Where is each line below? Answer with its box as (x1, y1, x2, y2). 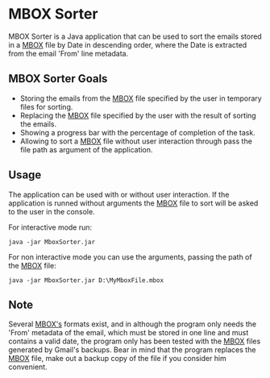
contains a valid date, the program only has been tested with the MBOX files (8, 336, 261, 347)
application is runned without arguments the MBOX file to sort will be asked (8, 198, 259, 208)
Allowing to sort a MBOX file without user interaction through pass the (19, 136, 252, 146)
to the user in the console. (8, 206, 95, 216)
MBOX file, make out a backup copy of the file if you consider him (8, 354, 227, 363)
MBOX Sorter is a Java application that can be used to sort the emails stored (8, 31, 262, 41)
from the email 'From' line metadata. (8, 48, 129, 58)
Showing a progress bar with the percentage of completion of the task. (19, 127, 255, 137)
